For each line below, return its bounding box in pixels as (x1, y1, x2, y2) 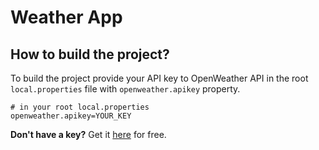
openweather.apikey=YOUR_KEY (10, 111, 132, 121)
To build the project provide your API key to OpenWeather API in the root (10, 72, 309, 84)
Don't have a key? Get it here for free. (10, 129, 167, 140)
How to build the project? (10, 46, 170, 63)
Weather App (10, 6, 123, 29)
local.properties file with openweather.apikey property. (10, 83, 241, 95)
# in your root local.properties (10, 102, 150, 112)
